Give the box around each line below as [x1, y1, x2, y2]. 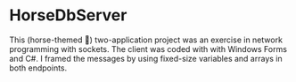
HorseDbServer [9, 5, 127, 26]
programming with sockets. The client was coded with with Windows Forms [9, 43, 288, 54]
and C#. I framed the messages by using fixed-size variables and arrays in [9, 53, 283, 63]
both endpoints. [9, 63, 68, 73]
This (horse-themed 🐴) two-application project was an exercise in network [9, 34, 284, 45]
